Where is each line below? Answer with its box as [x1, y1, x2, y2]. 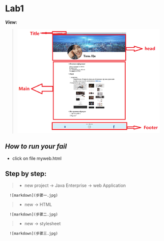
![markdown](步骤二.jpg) [9, 212, 58, 217]
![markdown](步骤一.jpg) [9, 193, 58, 198]
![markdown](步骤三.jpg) [9, 231, 58, 236]
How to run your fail [5, 142, 67, 151]
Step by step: [5, 169, 47, 178]
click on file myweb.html [12, 155, 62, 161]
